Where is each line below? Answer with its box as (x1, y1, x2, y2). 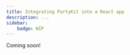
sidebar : (6, 20, 28, 26)
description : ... (6, 14, 50, 20)
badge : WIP (17, 25, 44, 32)
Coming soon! (6, 42, 41, 49)
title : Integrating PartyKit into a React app (6, 8, 125, 15)
